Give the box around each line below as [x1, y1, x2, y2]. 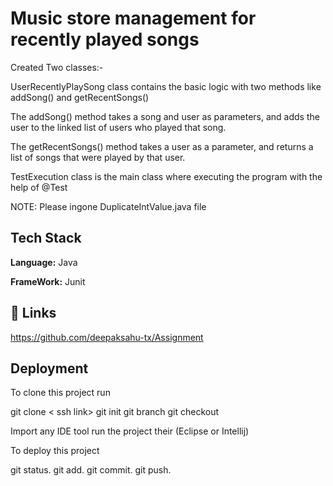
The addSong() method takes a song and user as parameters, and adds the [10, 110, 320, 122]
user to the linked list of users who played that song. [10, 121, 227, 133]
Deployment [10, 360, 89, 377]
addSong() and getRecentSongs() [10, 91, 150, 103]
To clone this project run [10, 387, 111, 399]
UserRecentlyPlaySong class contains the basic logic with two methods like [10, 80, 322, 92]
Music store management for [10, 7, 257, 30]
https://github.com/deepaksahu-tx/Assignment [10, 331, 204, 343]
